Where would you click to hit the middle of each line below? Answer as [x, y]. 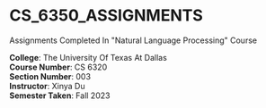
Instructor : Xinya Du [47, 86]
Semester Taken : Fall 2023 [60, 96]
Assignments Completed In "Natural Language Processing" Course [133, 40]
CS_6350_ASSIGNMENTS [106, 16]
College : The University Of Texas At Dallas [89, 57]
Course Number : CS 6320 [58, 67]
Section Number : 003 [50, 76]
